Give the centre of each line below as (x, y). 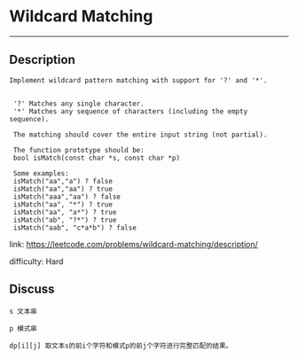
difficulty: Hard (36, 261)
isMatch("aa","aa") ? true (63, 189)
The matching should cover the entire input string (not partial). (140, 135)
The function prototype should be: (78, 150)
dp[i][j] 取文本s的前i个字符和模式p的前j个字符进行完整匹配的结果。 (121, 346)
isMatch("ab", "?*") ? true (65, 220)
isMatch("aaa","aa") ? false (67, 197)
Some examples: (41, 173)
